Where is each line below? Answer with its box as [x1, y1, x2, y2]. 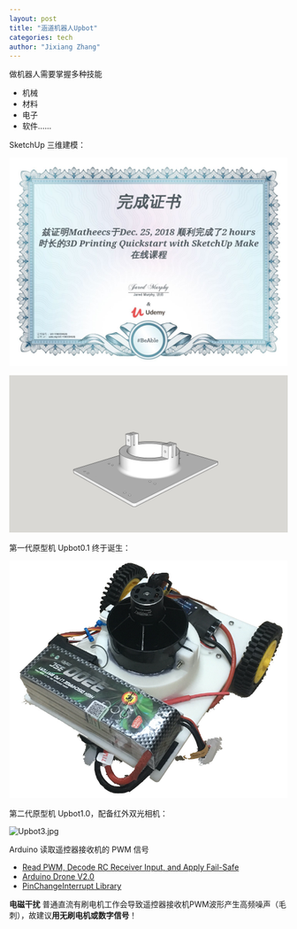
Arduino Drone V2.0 [21, 871, 95, 882]
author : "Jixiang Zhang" [9, 43, 101, 51]
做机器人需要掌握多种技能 [9, 69, 103, 80]
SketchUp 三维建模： [9, 140, 87, 151]
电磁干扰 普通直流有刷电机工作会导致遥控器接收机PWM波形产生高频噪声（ [9, 899, 279, 910]
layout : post [9, 14, 57, 23]
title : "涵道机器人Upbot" [9, 23, 98, 33]
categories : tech [9, 33, 73, 42]
